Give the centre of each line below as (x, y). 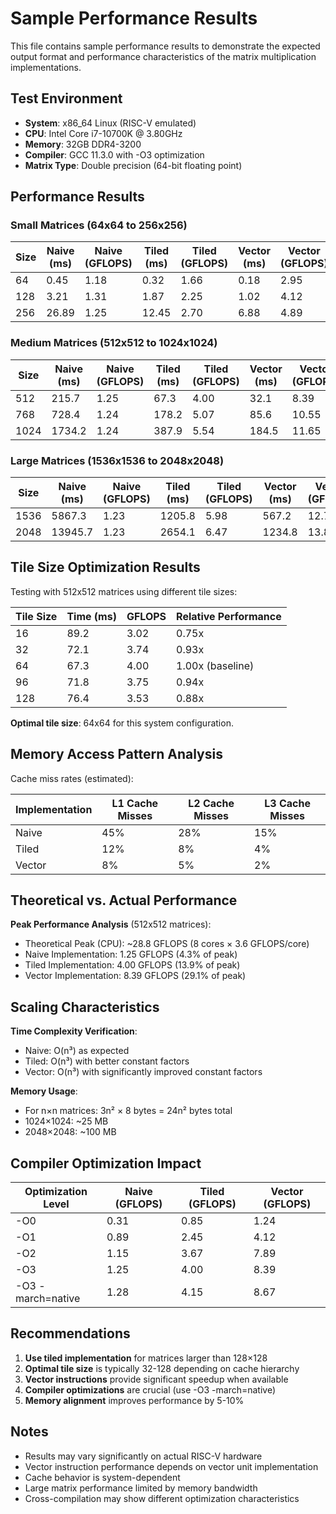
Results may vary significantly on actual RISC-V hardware (143, 1456)
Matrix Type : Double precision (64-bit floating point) (133, 165)
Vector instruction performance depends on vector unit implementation (171, 1466)
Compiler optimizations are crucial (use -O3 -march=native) (150, 1389)
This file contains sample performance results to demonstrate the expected (165, 46)
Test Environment (66, 98)
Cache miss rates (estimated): (72, 778)
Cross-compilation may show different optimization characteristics (162, 1498)
